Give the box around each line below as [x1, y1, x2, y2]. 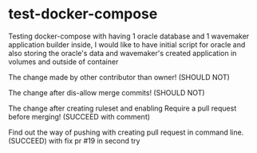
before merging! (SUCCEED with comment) [8, 111, 150, 121]
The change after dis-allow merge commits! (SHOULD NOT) [8, 87, 205, 97]
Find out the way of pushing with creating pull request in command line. [8, 127, 244, 137]
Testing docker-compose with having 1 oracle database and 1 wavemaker [8, 31, 250, 41]
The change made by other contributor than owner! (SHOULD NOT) [8, 72, 230, 82]
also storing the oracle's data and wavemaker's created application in [8, 48, 237, 58]
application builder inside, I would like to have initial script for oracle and [8, 39, 246, 49]
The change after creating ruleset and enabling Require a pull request [8, 103, 237, 113]
